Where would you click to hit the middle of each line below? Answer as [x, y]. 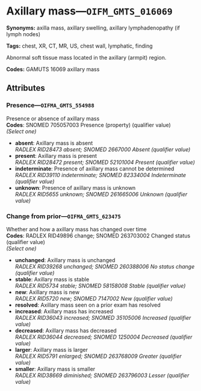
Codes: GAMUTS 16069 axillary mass [53, 69]
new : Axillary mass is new [47, 292]
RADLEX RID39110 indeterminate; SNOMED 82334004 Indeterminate [100, 175]
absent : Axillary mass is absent [54, 143]
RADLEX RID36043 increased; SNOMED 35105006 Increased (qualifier [103, 317]
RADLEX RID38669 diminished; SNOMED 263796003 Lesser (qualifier [102, 375]
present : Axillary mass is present [56, 155]
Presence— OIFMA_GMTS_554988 [50, 105]
